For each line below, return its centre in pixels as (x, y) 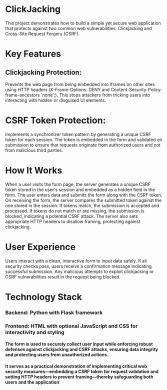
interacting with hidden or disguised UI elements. (56, 100)
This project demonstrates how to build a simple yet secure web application (83, 23)
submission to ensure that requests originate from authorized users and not (83, 145)
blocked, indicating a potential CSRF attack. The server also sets (72, 216)
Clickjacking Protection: (43, 72)
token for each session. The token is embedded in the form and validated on (84, 139)
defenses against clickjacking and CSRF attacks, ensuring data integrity (82, 349)
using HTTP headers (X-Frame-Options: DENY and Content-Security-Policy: (83, 89)
